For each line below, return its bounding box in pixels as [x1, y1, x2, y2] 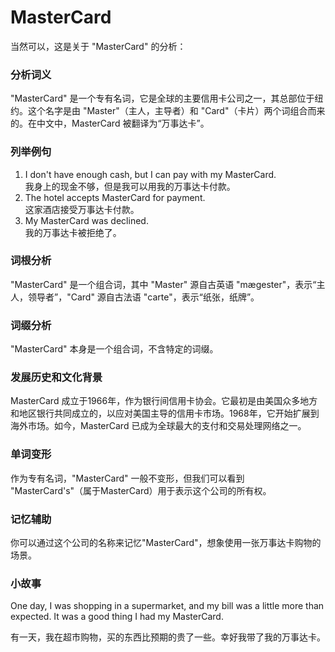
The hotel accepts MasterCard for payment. [24, 191, 206, 203]
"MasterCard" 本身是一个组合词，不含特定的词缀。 [10, 343, 219, 355]
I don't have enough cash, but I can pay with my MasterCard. [24, 168, 277, 180]
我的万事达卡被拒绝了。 [24, 226, 122, 238]
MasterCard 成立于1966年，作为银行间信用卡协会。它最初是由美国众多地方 [10, 395, 318, 407]
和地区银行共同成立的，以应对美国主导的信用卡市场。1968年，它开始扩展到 [10, 407, 320, 420]
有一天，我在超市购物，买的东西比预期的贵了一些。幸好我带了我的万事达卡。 [10, 631, 326, 643]
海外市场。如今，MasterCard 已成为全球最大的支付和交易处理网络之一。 [10, 420, 307, 432]
